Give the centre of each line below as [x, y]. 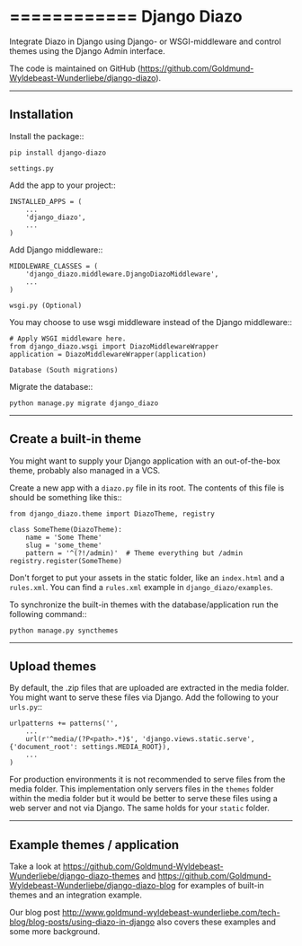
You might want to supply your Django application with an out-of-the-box [145, 461]
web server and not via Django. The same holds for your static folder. [139, 808]
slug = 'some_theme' [64, 545]
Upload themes [53, 666]
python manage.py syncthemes [64, 631]
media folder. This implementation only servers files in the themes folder [142, 789]
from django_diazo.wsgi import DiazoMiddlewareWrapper [114, 346]
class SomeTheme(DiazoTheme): [66, 529]
